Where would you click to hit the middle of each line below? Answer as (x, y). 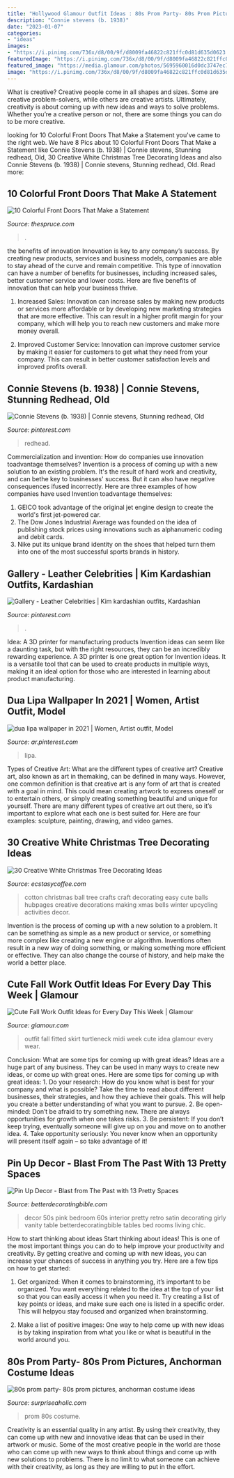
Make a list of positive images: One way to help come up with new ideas (121, 1325)
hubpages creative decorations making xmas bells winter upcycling (121, 904)
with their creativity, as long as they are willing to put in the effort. (101, 1467)
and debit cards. (41, 537)
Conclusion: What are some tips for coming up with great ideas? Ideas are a (116, 1060)
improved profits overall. (52, 367)
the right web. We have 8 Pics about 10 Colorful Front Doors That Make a (112, 142)
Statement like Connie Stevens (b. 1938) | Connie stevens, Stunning (104, 150)
